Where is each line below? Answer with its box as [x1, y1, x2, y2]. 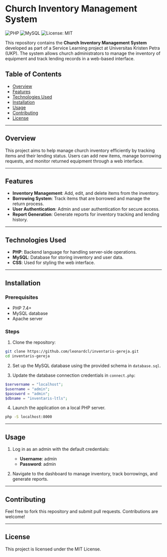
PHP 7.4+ [12, 305, 32, 311]
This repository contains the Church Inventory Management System [5, 39, 147, 45]
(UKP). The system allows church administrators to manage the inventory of [5, 50, 161, 56]
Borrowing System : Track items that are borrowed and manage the [12, 195, 151, 202]
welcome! [5, 514, 25, 520]
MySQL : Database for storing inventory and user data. [12, 255, 124, 261]
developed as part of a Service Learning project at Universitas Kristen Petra [5, 45, 160, 51]
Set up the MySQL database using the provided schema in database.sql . [12, 362, 161, 369]
